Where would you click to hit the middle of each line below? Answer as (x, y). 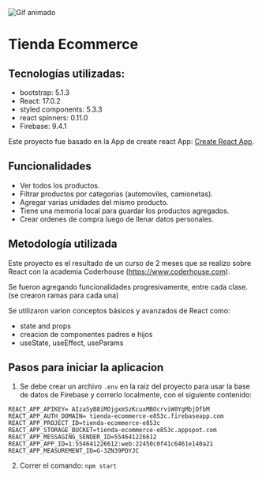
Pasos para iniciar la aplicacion (86, 368)
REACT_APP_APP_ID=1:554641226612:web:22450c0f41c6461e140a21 (111, 444)
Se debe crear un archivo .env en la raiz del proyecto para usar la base (135, 386)
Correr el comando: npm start (68, 465)
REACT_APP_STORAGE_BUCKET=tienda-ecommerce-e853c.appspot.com (112, 431)
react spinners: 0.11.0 (54, 118)
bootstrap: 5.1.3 (44, 93)
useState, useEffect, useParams (71, 343)
